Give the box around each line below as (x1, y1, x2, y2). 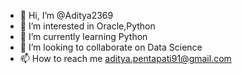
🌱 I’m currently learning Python (19, 31, 148, 42)
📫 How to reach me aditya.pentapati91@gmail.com (19, 53, 232, 64)
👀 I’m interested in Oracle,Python (19, 20, 156, 32)
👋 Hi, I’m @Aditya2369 (19, 10, 114, 21)
